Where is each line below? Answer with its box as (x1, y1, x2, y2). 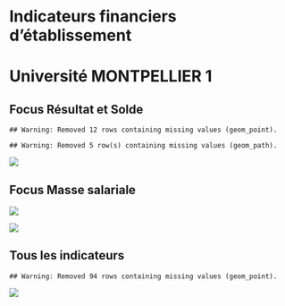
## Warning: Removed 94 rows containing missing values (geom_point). (9, 271, 278, 281)
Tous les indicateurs (9, 248, 125, 263)
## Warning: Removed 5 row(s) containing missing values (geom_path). (9, 141, 278, 150)
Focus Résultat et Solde (9, 101, 144, 117)
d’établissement (9, 25, 132, 46)
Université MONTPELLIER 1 (9, 66, 213, 87)
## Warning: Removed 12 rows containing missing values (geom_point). (9, 125, 278, 135)
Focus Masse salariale (9, 182, 137, 198)
